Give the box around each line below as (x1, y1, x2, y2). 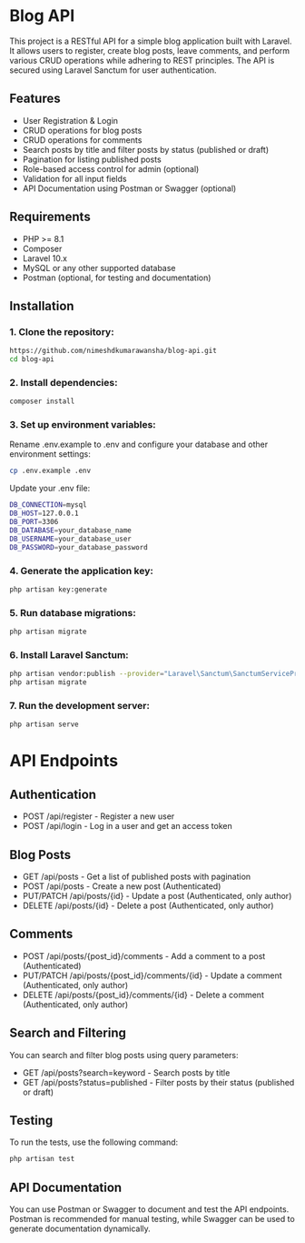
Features (9, 91, 61, 106)
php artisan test (9, 1155, 75, 1164)
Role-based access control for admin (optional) (22, 163, 200, 174)
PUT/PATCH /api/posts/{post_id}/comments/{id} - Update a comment (22, 970, 283, 981)
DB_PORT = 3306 (9, 518, 59, 527)
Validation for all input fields (22, 173, 127, 184)
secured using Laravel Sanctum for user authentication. (9, 65, 217, 76)
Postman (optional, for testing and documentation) (22, 272, 212, 283)
